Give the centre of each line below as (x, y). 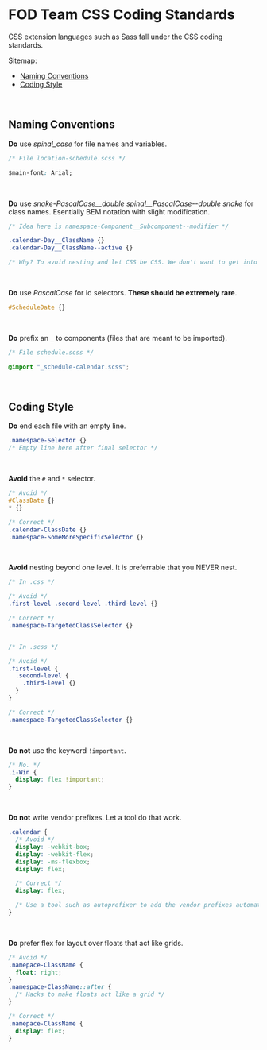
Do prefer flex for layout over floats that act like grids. (96, 943)
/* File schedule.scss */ (51, 352)
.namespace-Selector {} (48, 441)
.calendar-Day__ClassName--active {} (71, 248)
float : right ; (39, 972)
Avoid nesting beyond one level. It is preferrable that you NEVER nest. (123, 567)
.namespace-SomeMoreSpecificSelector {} (76, 537)
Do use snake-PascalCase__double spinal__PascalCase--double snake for (131, 203)
